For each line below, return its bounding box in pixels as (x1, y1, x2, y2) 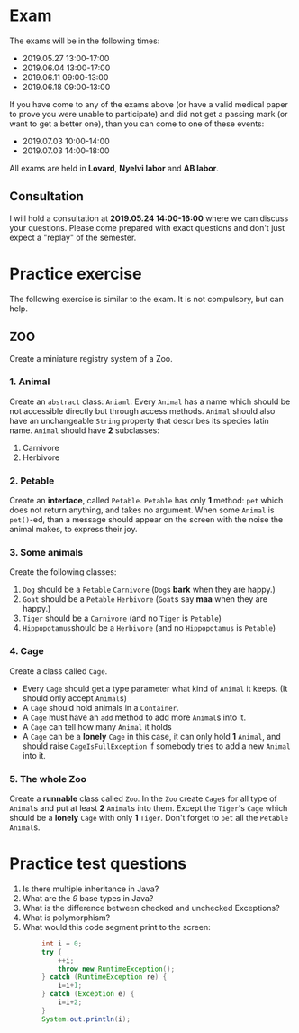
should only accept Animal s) (22, 692, 128, 704)
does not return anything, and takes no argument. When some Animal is (9, 504, 275, 515)
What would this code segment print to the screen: (22, 921, 211, 932)
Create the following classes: (9, 567, 117, 577)
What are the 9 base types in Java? (22, 892, 154, 903)
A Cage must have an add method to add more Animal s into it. (22, 712, 246, 723)
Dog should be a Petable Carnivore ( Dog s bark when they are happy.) (22, 584, 276, 595)
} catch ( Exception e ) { (41, 990, 135, 999)
